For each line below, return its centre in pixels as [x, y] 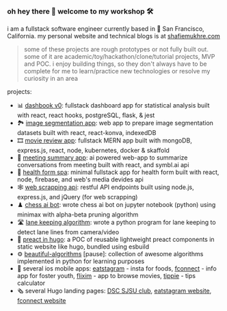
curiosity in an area [51, 79]
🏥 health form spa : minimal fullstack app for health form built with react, [118, 172]
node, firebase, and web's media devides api [80, 179]
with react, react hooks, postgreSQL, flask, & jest [86, 115]
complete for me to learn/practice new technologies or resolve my [117, 71]
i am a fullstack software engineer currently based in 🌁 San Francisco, [106, 29]
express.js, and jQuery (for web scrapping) [77, 197]
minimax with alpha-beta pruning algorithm [78, 214]
